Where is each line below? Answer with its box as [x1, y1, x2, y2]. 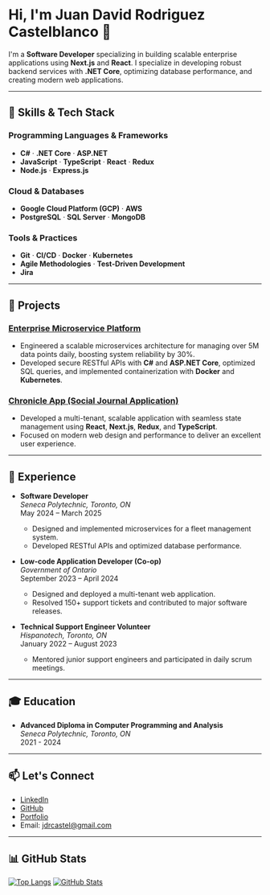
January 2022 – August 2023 [19, 639, 117, 649]
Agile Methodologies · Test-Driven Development [19, 259, 186, 269]
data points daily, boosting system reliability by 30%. [19, 349, 195, 359]
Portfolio [19, 811, 49, 821]
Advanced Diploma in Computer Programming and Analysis [19, 720, 223, 729]
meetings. [31, 663, 66, 673]
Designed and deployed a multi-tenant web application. [31, 589, 216, 599]
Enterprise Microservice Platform [8, 322, 141, 334]
